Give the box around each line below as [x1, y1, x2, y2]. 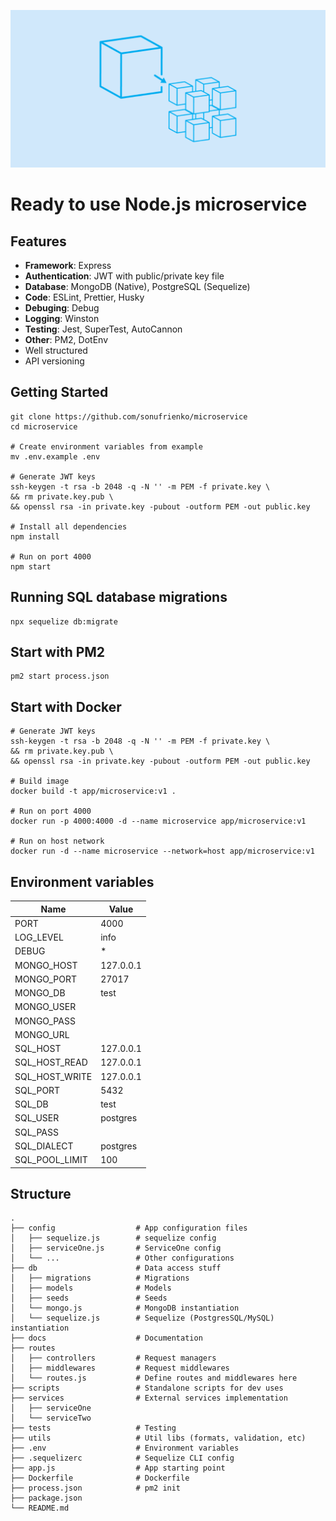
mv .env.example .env [10, 451, 101, 462]
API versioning [24, 355, 85, 367]
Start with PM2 [10, 644, 106, 661]
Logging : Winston [24, 313, 100, 324]
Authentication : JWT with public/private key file [24, 270, 225, 282]
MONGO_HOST [14, 959, 78, 971]
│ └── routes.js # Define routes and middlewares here [10, 1373, 298, 1384]
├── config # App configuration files [10, 1223, 248, 1234]
